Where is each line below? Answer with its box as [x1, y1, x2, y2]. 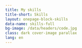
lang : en [5, 35, 23, 40]
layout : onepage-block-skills [5, 16, 68, 21]
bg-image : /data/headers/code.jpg [5, 26, 77, 31]
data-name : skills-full [5, 21, 55, 26]
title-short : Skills [5, 12, 48, 17]
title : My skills [5, 7, 41, 12]
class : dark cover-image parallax [5, 30, 77, 35]
